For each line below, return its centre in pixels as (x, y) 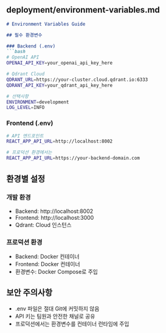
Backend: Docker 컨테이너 (47, 257)
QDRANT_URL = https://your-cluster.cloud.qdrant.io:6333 (77, 79)
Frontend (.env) (30, 123)
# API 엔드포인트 (25, 136)
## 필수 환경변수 (24, 35)
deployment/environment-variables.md (83, 10)
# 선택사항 (18, 96)
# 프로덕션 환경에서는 (29, 152)
